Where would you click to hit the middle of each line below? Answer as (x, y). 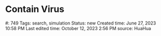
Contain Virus (35, 9)
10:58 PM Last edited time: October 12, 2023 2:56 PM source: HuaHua (78, 28)
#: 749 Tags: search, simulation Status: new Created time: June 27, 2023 (81, 23)
